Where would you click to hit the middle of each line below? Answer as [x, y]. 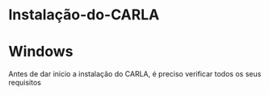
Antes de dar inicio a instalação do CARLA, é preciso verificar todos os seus [135, 74]
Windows [41, 52]
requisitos [25, 83]
